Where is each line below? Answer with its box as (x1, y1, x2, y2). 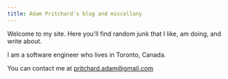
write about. (7, 36, 42, 45)
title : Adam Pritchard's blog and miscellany (7, 10, 142, 17)
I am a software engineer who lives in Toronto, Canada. (7, 50, 166, 59)
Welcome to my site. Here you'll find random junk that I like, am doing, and (7, 29, 222, 38)
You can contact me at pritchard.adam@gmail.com (7, 64, 154, 72)
